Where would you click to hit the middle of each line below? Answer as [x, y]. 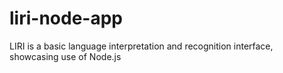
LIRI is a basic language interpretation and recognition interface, [141, 46]
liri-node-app [66, 18]
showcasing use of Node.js [65, 56]
